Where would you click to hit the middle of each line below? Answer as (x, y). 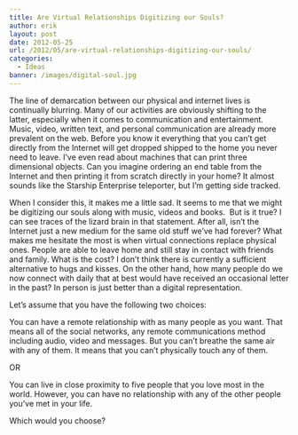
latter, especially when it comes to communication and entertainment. (137, 119)
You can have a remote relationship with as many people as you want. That (146, 321)
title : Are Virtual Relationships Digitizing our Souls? (117, 17)
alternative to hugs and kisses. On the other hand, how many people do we (146, 268)
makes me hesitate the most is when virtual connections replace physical (143, 240)
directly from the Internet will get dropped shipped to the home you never (143, 147)
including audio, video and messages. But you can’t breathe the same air (142, 340)
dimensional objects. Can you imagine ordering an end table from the (136, 166)
